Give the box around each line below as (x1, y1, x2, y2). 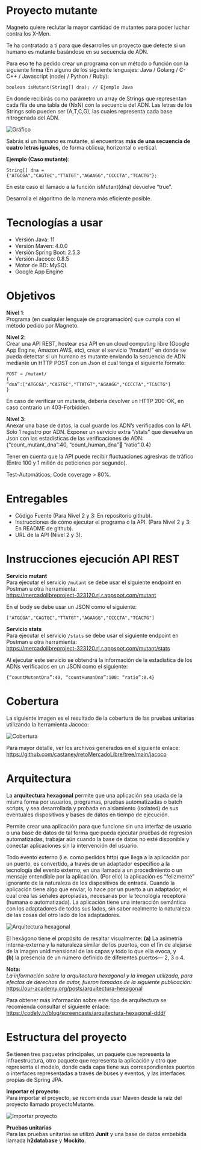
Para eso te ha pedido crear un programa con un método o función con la (6, 60, 188, 67)
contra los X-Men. (6, 30, 51, 37)
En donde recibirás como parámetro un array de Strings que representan (6, 95, 187, 102)
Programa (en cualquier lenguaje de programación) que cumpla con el (6, 315, 181, 323)
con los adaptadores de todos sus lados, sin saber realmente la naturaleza (6, 904, 191, 912)
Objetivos (6, 289, 56, 303)
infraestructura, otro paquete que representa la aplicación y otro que (6, 1056, 176, 1064)
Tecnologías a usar (6, 216, 104, 230)
